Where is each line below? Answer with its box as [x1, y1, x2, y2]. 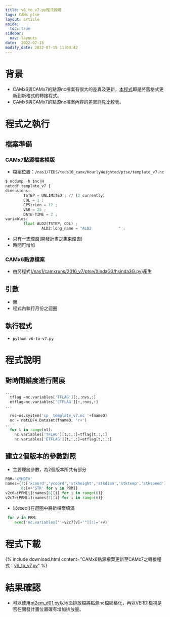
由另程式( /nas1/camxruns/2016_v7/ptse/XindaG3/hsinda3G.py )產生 [12, 269, 152, 275]
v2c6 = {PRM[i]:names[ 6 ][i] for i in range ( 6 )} [5, 491, 103, 496]
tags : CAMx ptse [5, 12, 39, 17]
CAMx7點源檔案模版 [5, 156, 55, 163]
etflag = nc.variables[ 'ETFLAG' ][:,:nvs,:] [10, 399, 99, 405]
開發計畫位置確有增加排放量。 [21, 606, 84, 612]
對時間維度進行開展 [5, 376, 65, 385]
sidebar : [5, 31, 24, 36]
